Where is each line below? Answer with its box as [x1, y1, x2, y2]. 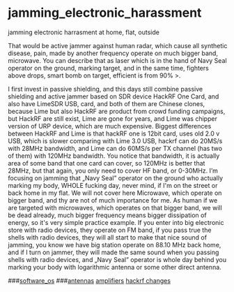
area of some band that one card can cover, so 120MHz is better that [8, 159, 205, 167]
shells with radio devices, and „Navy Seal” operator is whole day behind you [8, 255, 227, 263]
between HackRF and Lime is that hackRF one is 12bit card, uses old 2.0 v [8, 129, 220, 138]
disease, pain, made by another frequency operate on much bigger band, [8, 49, 219, 57]
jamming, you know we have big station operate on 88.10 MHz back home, [8, 240, 221, 249]
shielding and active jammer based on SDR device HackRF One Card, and [8, 92, 219, 101]
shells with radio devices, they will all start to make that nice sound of [8, 233, 208, 242]
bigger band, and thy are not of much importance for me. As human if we [8, 196, 218, 204]
